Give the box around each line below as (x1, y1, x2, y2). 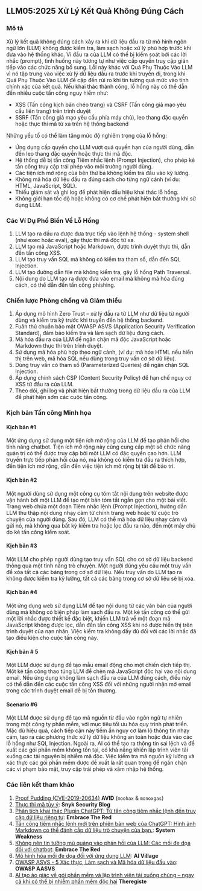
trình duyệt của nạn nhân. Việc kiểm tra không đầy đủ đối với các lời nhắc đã (6, 628, 197, 635)
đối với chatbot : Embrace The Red (14, 846, 101, 853)
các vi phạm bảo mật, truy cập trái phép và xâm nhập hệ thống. (6, 765, 164, 773)
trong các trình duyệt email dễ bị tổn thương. (6, 687, 117, 694)
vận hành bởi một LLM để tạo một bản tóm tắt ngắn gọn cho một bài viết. (6, 496, 188, 503)
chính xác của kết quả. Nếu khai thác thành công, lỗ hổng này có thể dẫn (6, 83, 188, 90)
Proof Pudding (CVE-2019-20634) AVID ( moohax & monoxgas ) (14, 794, 164, 802)
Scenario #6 (6, 701, 38, 708)
